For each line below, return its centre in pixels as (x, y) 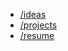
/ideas (33, 14)
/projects (38, 25)
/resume (37, 35)
